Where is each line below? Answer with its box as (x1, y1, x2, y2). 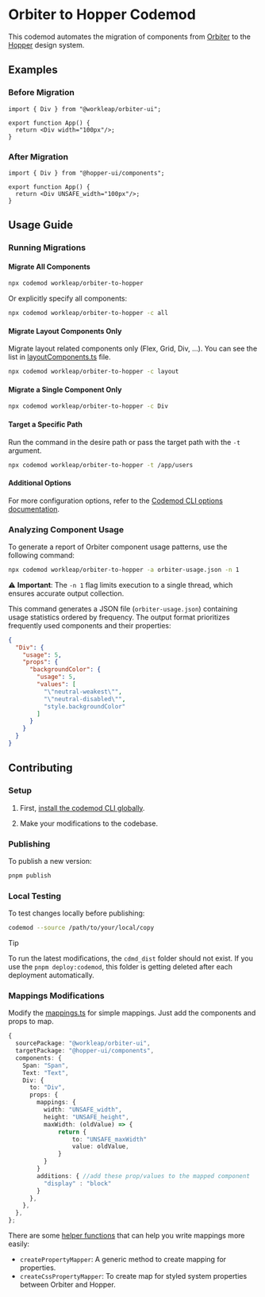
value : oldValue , (71, 1142, 129, 1151)
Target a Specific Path (8, 419, 83, 429)
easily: (8, 1239, 30, 1249)
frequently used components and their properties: (8, 620, 171, 630)
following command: (8, 550, 75, 560)
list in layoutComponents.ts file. (8, 352, 111, 362)
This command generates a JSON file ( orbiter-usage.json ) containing (8, 604, 238, 613)
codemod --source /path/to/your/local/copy (8, 924, 155, 932)
